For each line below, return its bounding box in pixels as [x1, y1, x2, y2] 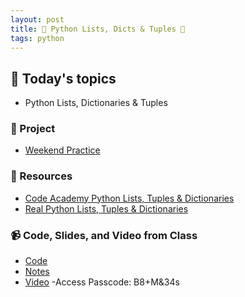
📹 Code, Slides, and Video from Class [10, 228, 198, 242]
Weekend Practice [24, 144, 101, 156]
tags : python [10, 33, 65, 43]
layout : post [10, 14, 65, 25]
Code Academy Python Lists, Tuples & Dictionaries [24, 192, 235, 204]
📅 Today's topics [10, 70, 117, 87]
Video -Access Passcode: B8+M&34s [24, 276, 180, 288]
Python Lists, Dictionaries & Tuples [24, 97, 168, 109]
